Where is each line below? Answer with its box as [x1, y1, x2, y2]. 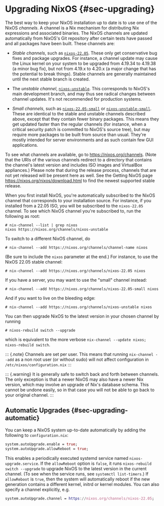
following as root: [5, 213, 40, 219]
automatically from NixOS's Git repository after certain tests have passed [5, 35, 153, 41]
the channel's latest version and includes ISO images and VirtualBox [5, 162, 143, 168]
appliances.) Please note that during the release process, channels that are [5, 167, 157, 173]
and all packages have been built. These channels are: [5, 40, 115, 46]
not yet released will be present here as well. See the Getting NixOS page [5, 172, 153, 178]
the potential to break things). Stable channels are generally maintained [12, 71, 157, 77]
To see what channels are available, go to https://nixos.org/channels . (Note [5, 151, 157, 158]
